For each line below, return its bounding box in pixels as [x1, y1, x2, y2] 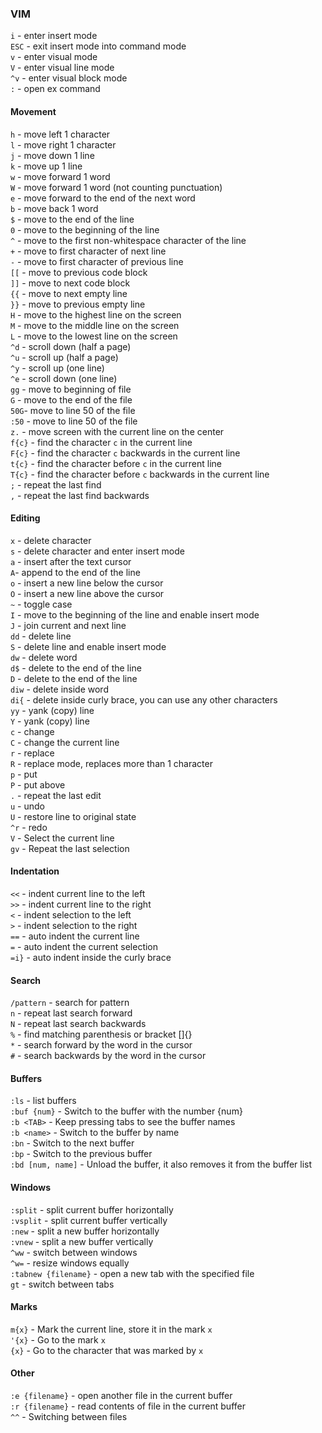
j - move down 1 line [10, 149, 95, 161]
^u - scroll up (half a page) [10, 351, 119, 363]
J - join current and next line [10, 619, 127, 631]
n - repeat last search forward [10, 1007, 133, 1019]
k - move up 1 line [10, 160, 83, 172]
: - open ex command [10, 83, 101, 95]
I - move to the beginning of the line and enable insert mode [10, 608, 260, 621]
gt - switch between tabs [10, 1278, 115, 1290]
